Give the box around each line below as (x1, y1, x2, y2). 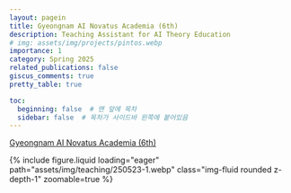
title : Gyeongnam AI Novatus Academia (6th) (9, 22, 179, 31)
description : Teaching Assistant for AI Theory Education (9, 30, 231, 39)
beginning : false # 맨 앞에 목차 (17, 104, 137, 113)
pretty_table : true (9, 80, 83, 89)
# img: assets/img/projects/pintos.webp (9, 38, 163, 48)
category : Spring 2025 (9, 55, 94, 64)
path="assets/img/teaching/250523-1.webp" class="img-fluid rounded (9, 164, 272, 175)
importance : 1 (9, 47, 63, 56)
